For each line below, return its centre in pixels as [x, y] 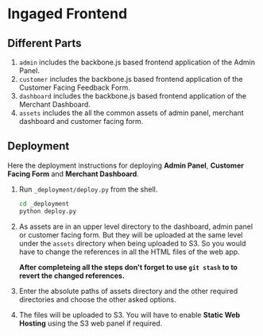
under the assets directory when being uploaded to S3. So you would [132, 243]
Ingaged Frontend [68, 14]
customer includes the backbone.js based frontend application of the [131, 79]
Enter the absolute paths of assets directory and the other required [128, 291]
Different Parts [44, 43]
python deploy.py [48, 211]
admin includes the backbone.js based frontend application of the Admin [137, 62]
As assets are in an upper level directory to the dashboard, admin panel [136, 226]
